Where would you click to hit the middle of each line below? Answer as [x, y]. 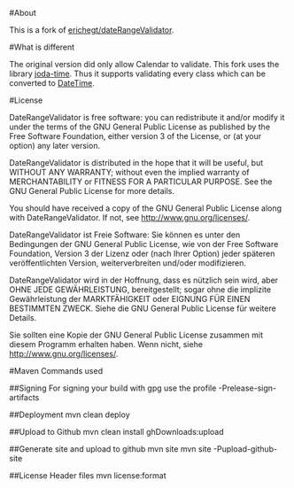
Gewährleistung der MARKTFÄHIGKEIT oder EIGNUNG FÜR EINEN [130, 299]
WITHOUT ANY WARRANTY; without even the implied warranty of [129, 172]
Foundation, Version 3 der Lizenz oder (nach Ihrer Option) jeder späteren [142, 253]
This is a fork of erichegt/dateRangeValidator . [92, 30]
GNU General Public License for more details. [92, 191]
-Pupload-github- [245, 449]
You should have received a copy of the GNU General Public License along [145, 208]
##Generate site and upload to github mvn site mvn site [110, 449]
